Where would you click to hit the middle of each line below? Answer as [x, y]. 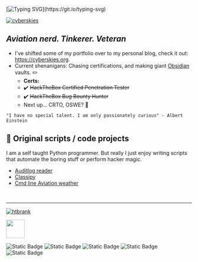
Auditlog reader [34, 170]
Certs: [31, 81]
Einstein [17, 121]
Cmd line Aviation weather [47, 183]
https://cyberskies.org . [42, 59]
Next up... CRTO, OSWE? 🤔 [56, 105]
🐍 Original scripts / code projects [68, 139]
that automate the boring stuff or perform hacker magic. [74, 159]
